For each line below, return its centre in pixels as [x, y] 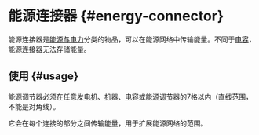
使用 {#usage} [44, 77]
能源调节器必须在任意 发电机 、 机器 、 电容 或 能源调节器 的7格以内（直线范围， [130, 97]
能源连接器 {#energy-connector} [116, 16]
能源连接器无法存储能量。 [49, 49]
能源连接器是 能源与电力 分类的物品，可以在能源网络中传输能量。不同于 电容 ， [132, 39]
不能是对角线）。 [34, 106]
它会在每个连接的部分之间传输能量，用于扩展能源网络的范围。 [108, 123]
